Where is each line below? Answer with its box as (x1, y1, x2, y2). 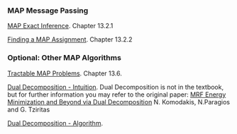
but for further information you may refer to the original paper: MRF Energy (7, 90, 226, 99)
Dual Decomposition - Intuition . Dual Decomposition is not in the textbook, (7, 83, 224, 91)
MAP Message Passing (7, 6, 89, 16)
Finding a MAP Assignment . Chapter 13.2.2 (7, 35, 133, 44)
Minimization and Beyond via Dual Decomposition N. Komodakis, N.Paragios (7, 97, 231, 106)
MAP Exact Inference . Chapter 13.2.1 (7, 22, 114, 30)
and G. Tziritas (7, 105, 50, 114)
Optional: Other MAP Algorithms (7, 53, 122, 63)
